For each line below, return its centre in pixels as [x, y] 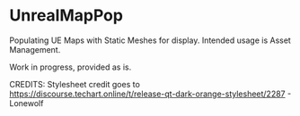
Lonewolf [26, 103]
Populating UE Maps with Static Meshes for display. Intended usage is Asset [150, 40]
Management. [35, 49]
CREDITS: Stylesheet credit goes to [75, 84]
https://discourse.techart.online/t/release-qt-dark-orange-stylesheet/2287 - [150, 94]
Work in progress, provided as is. [71, 67]
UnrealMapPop [66, 16]
